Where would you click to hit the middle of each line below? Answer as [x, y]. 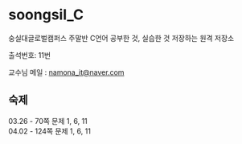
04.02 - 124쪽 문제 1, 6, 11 [49, 131]
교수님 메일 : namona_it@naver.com [66, 72]
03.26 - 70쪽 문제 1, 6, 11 [48, 121]
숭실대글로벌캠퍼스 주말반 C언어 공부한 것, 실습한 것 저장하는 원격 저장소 [121, 38]
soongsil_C [46, 15]
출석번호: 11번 [29, 55]
